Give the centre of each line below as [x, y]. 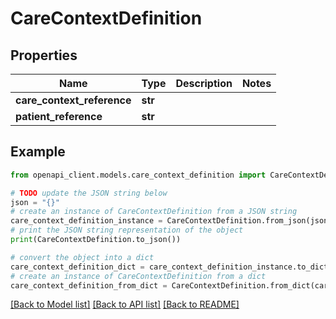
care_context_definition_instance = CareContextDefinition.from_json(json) [171, 221]
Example [38, 152]
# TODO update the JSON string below [89, 193]
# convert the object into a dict [82, 257]
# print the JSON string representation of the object [127, 230]
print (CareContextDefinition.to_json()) [96, 240]
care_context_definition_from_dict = [89, 285]
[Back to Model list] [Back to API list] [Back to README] [125, 304]
